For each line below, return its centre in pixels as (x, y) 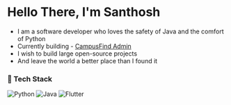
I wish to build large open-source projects (77, 54)
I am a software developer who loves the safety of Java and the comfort (120, 31)
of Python (31, 38)
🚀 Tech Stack (30, 79)
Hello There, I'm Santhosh (84, 12)
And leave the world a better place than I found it (87, 60)
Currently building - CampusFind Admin (74, 46)
